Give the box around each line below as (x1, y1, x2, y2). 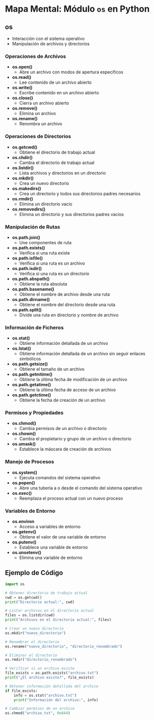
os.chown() (12, 431, 36, 436)
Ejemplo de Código (5, 569, 63, 577)
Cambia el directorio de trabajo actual (19, 160, 94, 165)
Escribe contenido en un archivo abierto (19, 90, 99, 96)
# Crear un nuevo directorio (5, 626, 64, 631)
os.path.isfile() (12, 255, 43, 261)
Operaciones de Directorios (5, 133, 71, 140)
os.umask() (12, 441, 36, 447)
